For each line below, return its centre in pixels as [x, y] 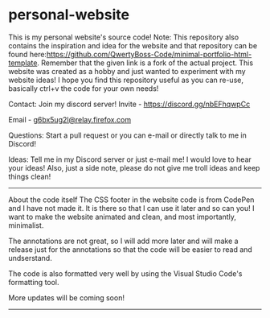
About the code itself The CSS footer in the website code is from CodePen [131, 200]
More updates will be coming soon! [66, 297]
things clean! [30, 176]
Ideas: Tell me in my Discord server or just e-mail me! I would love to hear [130, 159]
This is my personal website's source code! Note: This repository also [124, 37]
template [23, 63]
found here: [27, 54]
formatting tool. [34, 282]
